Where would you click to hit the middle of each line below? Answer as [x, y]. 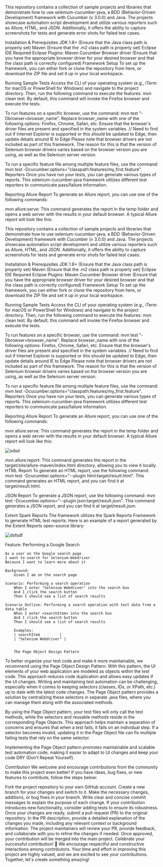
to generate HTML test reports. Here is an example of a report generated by [81, 520]
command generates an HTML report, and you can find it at [64, 481]
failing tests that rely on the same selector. [47, 738]
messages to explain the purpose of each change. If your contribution [75, 802]
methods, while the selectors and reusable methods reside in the [70, 717]
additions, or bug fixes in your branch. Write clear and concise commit [75, 797]
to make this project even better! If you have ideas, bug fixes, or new [74, 772]
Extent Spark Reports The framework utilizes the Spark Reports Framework [80, 515]
